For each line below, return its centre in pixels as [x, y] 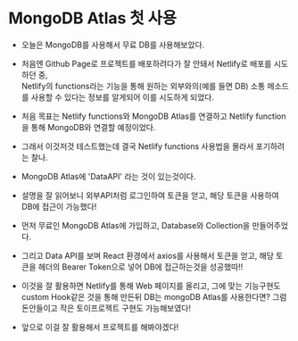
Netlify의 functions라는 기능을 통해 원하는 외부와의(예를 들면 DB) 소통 [143, 86]
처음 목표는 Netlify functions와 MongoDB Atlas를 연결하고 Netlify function [153, 116]
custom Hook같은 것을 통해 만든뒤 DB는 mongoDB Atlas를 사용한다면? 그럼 [154, 296]
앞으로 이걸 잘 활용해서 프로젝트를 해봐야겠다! [100, 327]
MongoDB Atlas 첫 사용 [93, 18]
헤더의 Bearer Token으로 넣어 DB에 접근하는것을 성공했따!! [141, 266]
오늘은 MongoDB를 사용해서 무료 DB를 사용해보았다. [113, 45]
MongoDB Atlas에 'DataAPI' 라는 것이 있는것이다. [108, 176]
